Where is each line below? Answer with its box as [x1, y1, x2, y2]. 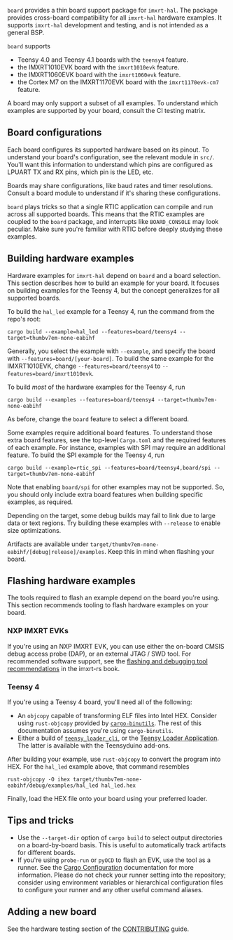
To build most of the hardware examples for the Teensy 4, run [7, 383, 185, 391]
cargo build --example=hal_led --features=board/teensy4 [7, 328, 177, 336]
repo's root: [7, 315, 41, 323]
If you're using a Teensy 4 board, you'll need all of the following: [7, 698, 192, 706]
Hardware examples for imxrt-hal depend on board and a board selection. [7, 271, 221, 279]
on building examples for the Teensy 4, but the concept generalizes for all [7, 286, 220, 294]
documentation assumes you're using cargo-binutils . [17, 727, 174, 735]
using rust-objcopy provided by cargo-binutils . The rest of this [17, 719, 202, 727]
